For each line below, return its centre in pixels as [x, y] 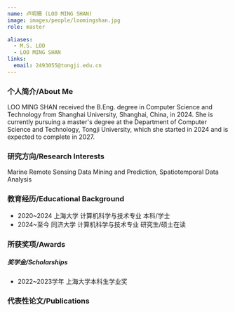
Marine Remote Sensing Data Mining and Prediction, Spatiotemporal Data [113, 172]
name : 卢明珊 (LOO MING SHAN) [50, 14]
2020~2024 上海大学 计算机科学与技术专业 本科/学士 [94, 215]
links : [17, 59]
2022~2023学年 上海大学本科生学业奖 [72, 281]
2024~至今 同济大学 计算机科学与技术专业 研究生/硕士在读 [101, 224]
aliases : [20, 39]
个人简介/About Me [40, 91]
